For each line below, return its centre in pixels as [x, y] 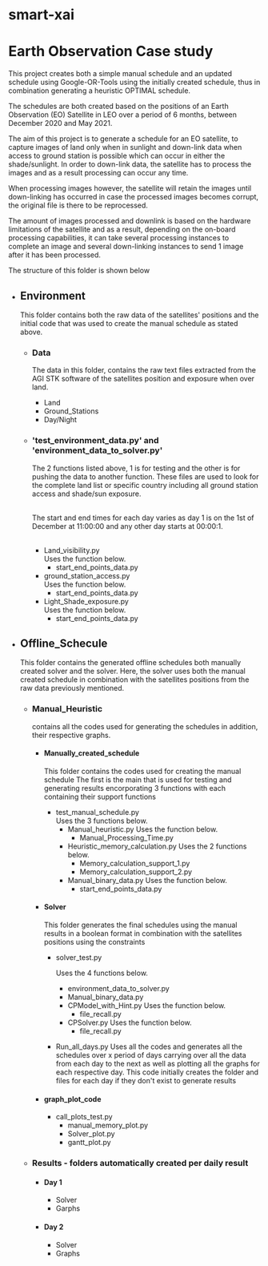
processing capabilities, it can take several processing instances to [119, 238]
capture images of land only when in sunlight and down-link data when [125, 147]
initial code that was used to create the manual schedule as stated [129, 323]
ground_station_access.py [87, 575]
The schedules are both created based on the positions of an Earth [119, 107]
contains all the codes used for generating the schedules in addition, [145, 726]
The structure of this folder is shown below [79, 271]
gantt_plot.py [89, 1143]
